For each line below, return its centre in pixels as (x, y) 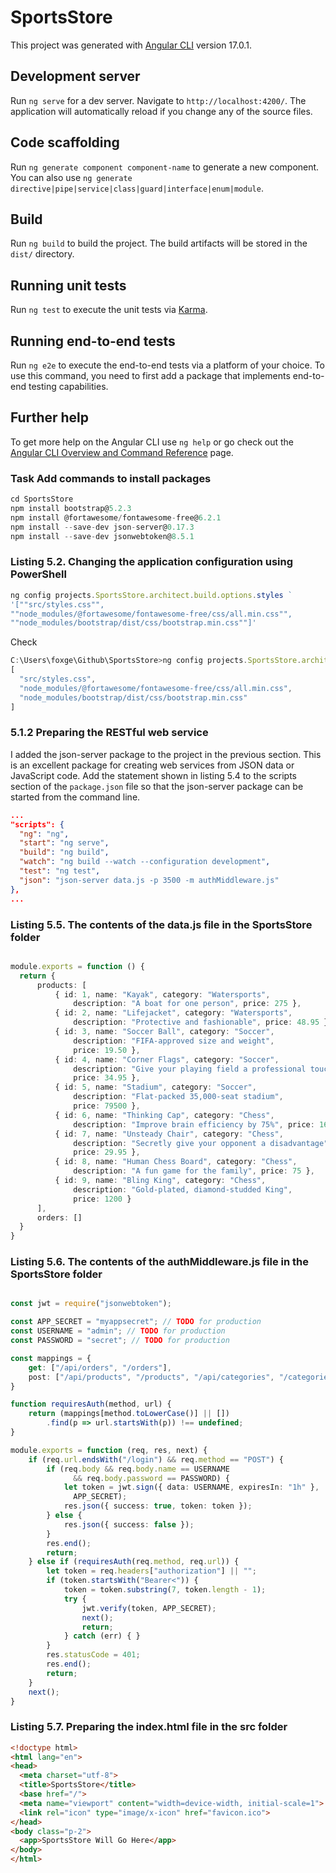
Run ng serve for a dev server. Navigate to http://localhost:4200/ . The (158, 100)
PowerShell (38, 574)
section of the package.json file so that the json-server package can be (157, 786)
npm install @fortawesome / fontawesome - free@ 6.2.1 (116, 517)
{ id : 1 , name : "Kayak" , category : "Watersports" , (162, 994)
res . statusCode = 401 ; (93, 1655)
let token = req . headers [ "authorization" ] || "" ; (151, 1571)
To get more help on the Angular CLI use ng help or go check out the (152, 442)
